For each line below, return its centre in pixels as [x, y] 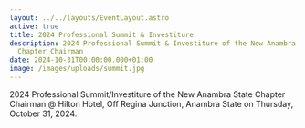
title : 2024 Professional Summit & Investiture [102, 34]
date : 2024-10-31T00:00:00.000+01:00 [81, 60]
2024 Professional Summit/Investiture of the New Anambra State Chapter [147, 94]
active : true [34, 26]
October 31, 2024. [43, 113]
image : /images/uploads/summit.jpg [77, 69]
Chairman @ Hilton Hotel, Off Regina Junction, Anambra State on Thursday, [152, 103]
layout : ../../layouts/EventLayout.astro [89, 18]
